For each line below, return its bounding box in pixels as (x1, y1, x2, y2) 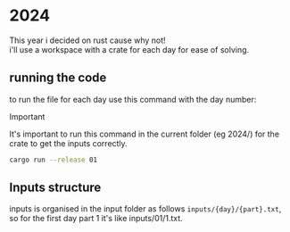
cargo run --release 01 (9, 155, 98, 164)
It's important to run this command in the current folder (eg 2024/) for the (9, 128, 279, 139)
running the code (9, 70, 107, 86)
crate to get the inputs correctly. (9, 137, 128, 148)
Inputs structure (9, 180, 102, 195)
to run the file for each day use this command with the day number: (9, 94, 257, 104)
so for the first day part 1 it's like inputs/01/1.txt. (9, 213, 183, 224)
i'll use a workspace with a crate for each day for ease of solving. (9, 44, 250, 54)
